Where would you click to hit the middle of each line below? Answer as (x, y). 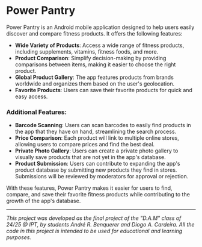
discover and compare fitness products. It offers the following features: (94, 33)
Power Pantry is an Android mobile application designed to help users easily (100, 27)
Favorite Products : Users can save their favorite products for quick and (103, 90)
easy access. (31, 96)
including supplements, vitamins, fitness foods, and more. (87, 51)
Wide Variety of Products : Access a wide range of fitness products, (99, 45)
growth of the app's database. (44, 201)
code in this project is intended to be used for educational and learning (94, 231)
